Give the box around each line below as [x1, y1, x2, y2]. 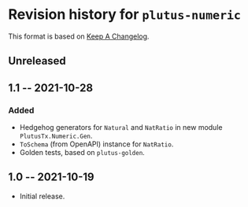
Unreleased [8, 54, 67, 68]
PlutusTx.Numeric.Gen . [19, 131, 93, 141]
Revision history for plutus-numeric [8, 6, 242, 24]
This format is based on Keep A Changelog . [8, 31, 150, 41]
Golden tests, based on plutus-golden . [19, 148, 146, 157]
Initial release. [19, 191, 65, 201]
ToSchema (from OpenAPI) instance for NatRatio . [19, 139, 174, 149]
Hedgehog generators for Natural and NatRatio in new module [19, 123, 223, 132]
